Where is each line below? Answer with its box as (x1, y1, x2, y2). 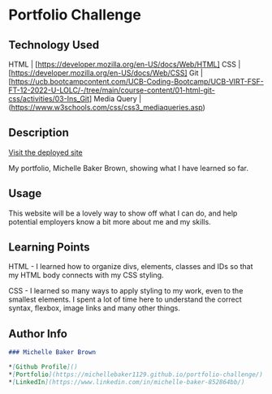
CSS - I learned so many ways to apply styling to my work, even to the (8, 286, 244, 296)
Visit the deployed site (8, 148, 83, 157)
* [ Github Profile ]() (8, 363, 79, 371)
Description (8, 126, 69, 139)
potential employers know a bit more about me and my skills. (8, 216, 211, 226)
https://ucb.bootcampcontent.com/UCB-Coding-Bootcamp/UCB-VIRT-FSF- (11, 77, 264, 86)
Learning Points (8, 241, 90, 255)
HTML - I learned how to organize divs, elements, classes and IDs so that (8, 262, 253, 272)
